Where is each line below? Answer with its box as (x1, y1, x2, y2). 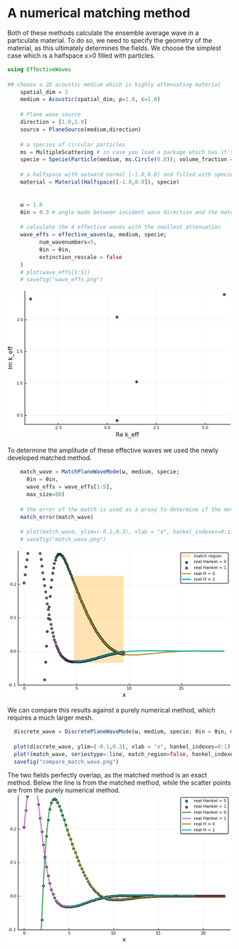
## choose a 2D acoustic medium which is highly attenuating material (7, 80, 221, 88)
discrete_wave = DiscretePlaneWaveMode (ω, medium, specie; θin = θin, (14, 728, 228, 735)
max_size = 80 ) (26, 491, 65, 498)
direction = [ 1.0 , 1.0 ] (20, 119, 87, 126)
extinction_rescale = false (38, 253, 122, 261)
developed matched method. (7, 453, 92, 462)
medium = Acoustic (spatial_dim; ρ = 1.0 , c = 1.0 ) (20, 96, 161, 103)
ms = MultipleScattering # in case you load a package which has (20, 148, 218, 156)
